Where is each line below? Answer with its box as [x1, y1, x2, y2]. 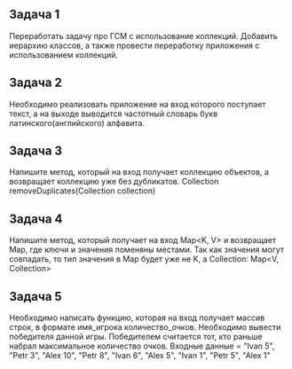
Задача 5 [9, 288, 62, 304]
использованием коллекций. [9, 49, 118, 60]
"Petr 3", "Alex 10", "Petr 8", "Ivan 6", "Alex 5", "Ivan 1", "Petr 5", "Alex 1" [9, 350, 271, 361]
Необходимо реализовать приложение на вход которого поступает [9, 98, 266, 109]
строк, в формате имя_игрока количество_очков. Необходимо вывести [9, 322, 281, 333]
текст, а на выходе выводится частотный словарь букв [9, 108, 218, 119]
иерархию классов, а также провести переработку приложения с [9, 40, 260, 51]
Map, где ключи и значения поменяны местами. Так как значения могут [9, 244, 285, 255]
